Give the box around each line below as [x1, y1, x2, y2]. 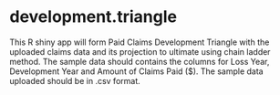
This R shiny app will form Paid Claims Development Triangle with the [9, 37, 270, 47]
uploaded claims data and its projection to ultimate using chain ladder [9, 46, 271, 57]
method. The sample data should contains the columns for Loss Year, [9, 56, 270, 67]
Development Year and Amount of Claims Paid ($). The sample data [9, 66, 264, 77]
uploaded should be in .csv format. [9, 75, 141, 86]
